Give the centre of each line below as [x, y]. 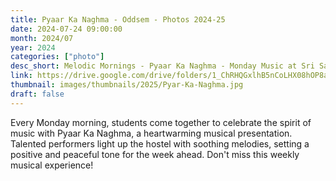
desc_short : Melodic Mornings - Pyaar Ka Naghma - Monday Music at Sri [162, 66]
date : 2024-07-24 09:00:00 [66, 29]
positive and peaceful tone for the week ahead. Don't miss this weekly [155, 154]
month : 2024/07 [42, 38]
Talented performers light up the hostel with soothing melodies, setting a [160, 143]
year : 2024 [33, 47]
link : [21, 76]
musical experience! [52, 165]
